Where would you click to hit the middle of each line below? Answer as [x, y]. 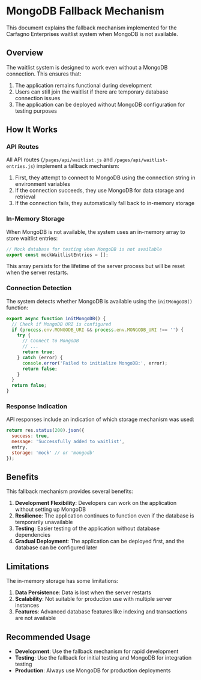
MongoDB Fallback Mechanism [85, 11]
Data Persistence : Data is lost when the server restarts [83, 592]
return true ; [38, 352]
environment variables [43, 184]
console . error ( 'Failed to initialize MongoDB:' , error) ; [95, 363]
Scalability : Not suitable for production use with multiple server [93, 599]
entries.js [20, 167]
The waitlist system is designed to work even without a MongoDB [87, 67]
